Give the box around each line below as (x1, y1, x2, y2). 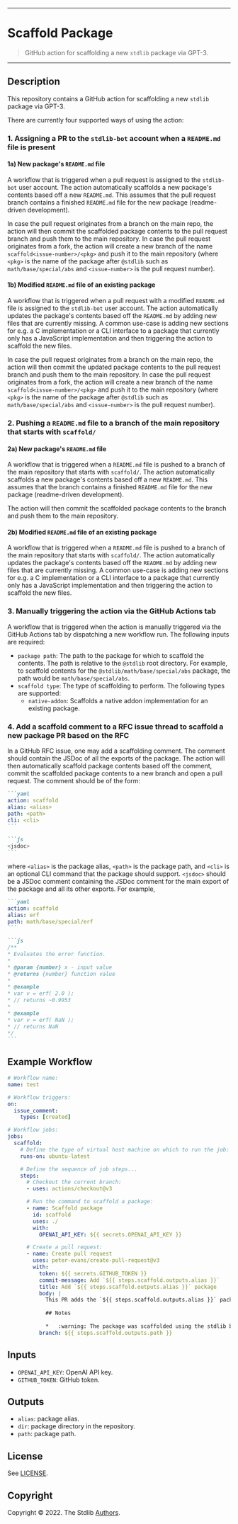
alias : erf (7, 911, 40, 919)
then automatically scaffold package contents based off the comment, (7, 762, 212, 770)
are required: (7, 637, 45, 646)
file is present (7, 142, 56, 152)
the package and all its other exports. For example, (7, 885, 156, 893)
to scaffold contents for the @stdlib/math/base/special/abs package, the (17, 666, 231, 675)
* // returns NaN (7, 1023, 59, 1030)
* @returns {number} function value (7, 970, 115, 977)
